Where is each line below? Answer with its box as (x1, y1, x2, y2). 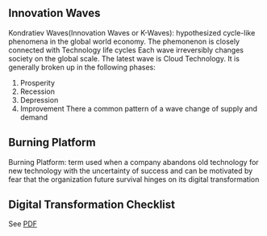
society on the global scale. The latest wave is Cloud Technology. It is (8, 53, 240, 63)
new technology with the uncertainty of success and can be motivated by (8, 166, 253, 175)
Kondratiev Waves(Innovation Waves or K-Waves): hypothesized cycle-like (8, 27, 256, 37)
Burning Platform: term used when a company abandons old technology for (8, 157, 260, 166)
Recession (19, 86, 55, 96)
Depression (19, 95, 59, 104)
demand (19, 112, 48, 122)
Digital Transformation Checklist (8, 198, 176, 212)
